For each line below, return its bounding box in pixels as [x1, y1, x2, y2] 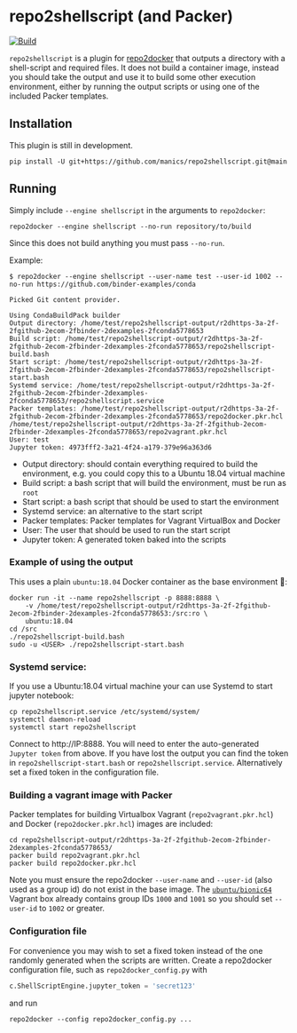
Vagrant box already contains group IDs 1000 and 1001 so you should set [9, 894, 273, 904]
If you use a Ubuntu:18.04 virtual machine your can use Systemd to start [9, 681, 273, 692]
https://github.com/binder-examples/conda [36, 280, 197, 289]
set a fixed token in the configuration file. [9, 767, 160, 778]
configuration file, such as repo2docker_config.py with [9, 964, 207, 974]
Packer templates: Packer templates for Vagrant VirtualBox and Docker [21, 515, 281, 526]
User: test [9, 435, 50, 444]
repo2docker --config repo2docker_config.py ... [9, 1014, 192, 1023]
